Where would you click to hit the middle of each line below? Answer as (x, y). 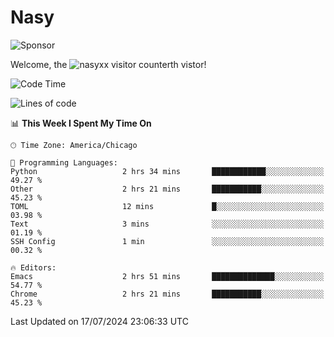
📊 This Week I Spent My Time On (81, 123)
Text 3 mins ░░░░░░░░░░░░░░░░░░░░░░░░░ (167, 224)
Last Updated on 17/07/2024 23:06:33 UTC (99, 321)
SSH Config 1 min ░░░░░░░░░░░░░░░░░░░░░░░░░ (167, 241)
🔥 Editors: (33, 267)
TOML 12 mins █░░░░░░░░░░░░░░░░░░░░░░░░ (167, 206)
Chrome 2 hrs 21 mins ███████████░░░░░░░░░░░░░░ (167, 294)
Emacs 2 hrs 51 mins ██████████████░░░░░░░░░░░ (167, 276)
